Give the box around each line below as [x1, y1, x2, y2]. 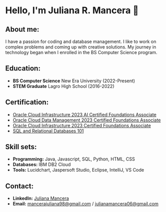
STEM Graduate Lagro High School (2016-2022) [12, 83, 115, 89]
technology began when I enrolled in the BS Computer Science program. [5, 50, 158, 55]
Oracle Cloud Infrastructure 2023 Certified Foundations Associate [12, 122, 151, 128]
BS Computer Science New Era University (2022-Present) [12, 78, 135, 84]
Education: [5, 64, 41, 73]
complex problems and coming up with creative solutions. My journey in [5, 44, 156, 50]
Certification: [5, 98, 49, 107]
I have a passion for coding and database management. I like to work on [5, 38, 156, 44]
